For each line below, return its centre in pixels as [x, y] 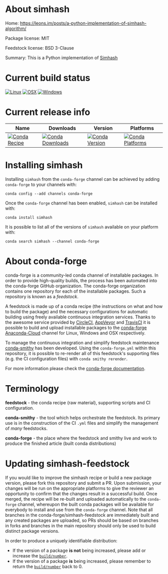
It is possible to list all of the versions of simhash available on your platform [82, 226]
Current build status [48, 78]
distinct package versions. [32, 531]
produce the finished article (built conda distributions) [61, 443]
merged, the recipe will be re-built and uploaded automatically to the [76, 499]
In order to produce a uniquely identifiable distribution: [61, 540]
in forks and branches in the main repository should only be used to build [80, 525]
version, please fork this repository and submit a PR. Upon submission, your [83, 483]
